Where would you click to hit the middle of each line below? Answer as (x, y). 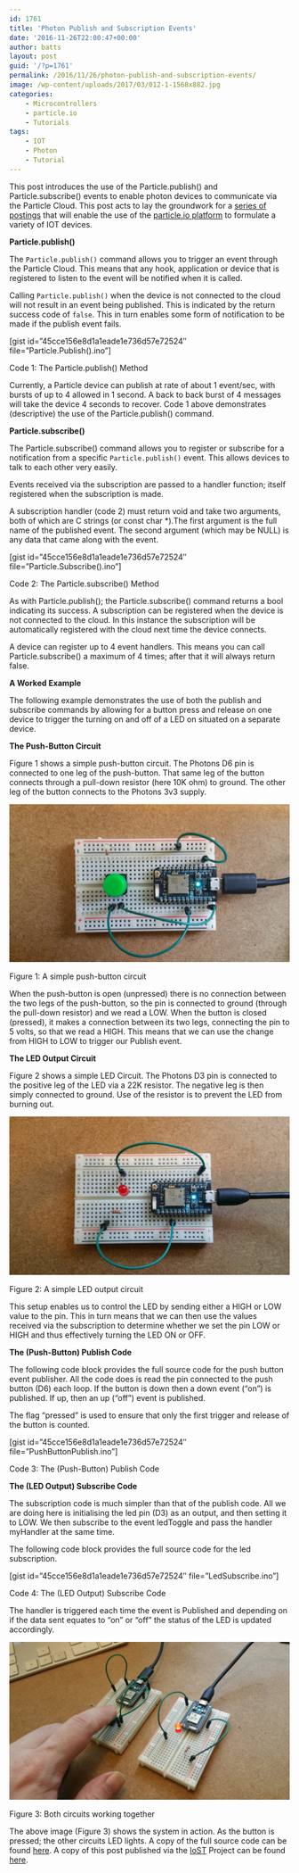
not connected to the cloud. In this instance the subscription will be (133, 619)
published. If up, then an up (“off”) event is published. (108, 1397)
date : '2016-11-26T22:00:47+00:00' (75, 37)
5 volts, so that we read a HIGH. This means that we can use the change (141, 1032)
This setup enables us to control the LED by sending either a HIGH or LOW (145, 1306)
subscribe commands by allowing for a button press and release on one (141, 709)
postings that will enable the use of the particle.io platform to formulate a (142, 215)
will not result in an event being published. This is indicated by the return (142, 304)
